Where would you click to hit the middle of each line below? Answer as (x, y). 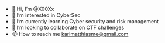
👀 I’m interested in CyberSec (46, 15)
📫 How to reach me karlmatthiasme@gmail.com (70, 34)
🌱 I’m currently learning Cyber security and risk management (85, 21)
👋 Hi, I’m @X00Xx (33, 9)
